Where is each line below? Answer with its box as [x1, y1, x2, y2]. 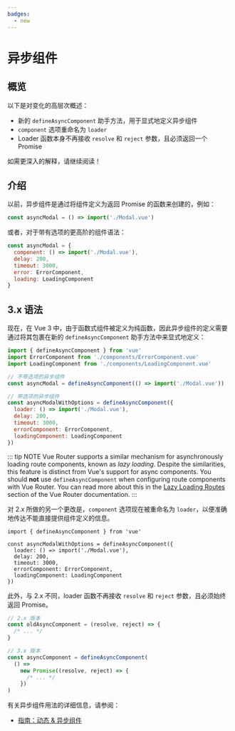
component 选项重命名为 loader [17, 125, 108, 133]
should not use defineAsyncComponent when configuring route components [7, 475, 226, 483]
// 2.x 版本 [7, 615, 41, 622]
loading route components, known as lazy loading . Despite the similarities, [7, 460, 226, 468]
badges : [7, 10, 31, 18]
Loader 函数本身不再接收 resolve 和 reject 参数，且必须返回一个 [17, 133, 208, 143]
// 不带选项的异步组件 [7, 373, 66, 380]
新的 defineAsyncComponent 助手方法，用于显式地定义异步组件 [17, 116, 198, 125]
